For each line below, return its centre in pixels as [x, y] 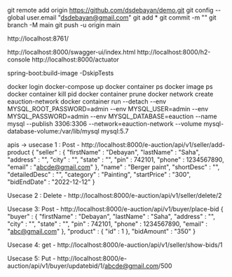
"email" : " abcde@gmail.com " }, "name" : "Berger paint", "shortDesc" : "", [114, 167]
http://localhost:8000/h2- [174, 52]
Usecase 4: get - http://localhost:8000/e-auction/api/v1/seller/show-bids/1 [115, 245]
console [19, 59]
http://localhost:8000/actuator [75, 59]
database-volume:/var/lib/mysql [53, 131]
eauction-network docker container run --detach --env [87, 101]
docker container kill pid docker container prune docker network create [110, 94]
